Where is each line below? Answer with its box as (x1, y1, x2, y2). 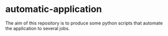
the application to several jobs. (5, 25, 70, 31)
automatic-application (5, 3, 102, 15)
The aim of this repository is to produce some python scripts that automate (5, 20, 163, 26)
